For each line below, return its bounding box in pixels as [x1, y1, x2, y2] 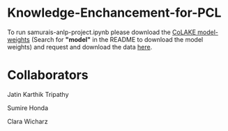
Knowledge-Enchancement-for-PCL [7, 5, 222, 21]
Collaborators [7, 68, 89, 83]
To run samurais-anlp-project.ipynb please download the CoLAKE [7, 28, 197, 36]
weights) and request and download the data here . [7, 43, 153, 51]
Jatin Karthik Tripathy [7, 90, 69, 98]
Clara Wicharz [7, 117, 48, 125]
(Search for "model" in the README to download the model [31, 35, 204, 43]
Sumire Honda [7, 103, 49, 112]
